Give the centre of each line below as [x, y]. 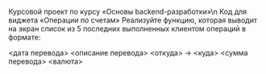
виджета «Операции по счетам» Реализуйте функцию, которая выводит [133, 20]
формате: [25, 37]
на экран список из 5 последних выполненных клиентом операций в [127, 29]
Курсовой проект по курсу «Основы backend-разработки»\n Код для [128, 12]
